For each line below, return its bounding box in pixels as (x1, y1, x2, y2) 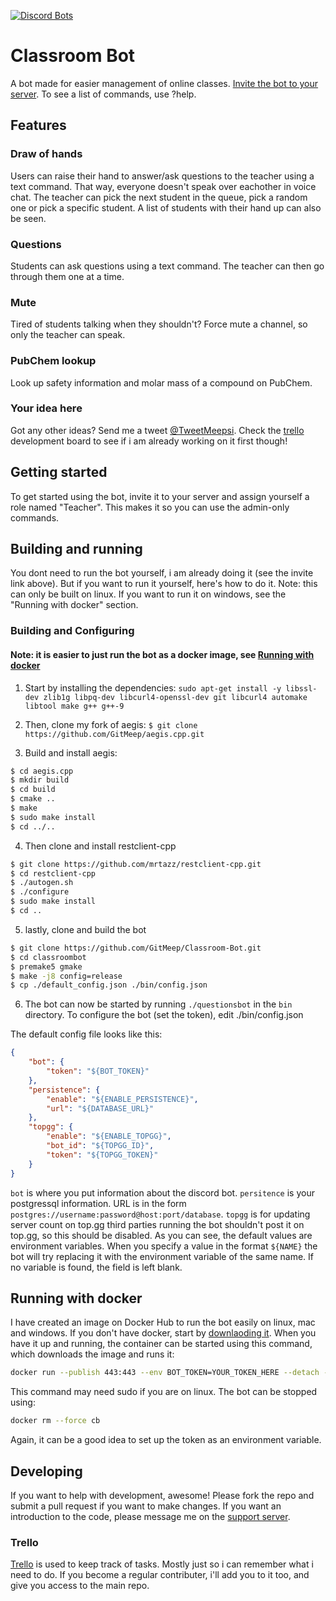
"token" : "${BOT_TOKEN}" (46, 1066, 150, 1077)
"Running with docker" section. (10, 599, 139, 611)
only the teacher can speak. (10, 329, 126, 341)
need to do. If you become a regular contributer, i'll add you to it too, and (10, 1569, 310, 1581)
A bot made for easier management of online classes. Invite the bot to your (10, 77, 319, 89)
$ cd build (10, 785, 56, 795)
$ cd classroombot (10, 952, 87, 962)
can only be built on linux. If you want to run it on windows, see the (10, 588, 287, 600)
